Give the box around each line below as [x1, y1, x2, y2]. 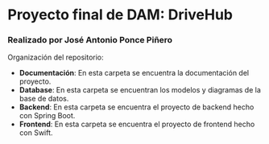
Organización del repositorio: [7, 52, 104, 62]
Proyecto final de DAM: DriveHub [7, 6, 233, 24]
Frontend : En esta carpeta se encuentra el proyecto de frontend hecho [19, 119, 255, 130]
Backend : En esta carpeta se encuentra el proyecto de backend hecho [19, 102, 255, 112]
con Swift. [19, 128, 53, 138]
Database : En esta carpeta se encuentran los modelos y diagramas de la [19, 85, 261, 95]
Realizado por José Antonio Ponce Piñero [7, 35, 173, 46]
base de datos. [19, 94, 69, 104]
